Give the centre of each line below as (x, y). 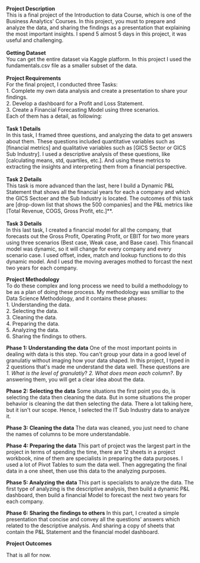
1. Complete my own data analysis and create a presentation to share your (97, 91)
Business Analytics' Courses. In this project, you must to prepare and (91, 21)
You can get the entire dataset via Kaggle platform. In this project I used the (99, 59)
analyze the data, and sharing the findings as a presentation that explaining (98, 27)
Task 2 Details (24, 179)
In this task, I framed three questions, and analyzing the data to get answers (99, 135)
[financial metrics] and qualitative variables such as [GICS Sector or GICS (96, 148)
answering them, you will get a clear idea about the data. (76, 379)
